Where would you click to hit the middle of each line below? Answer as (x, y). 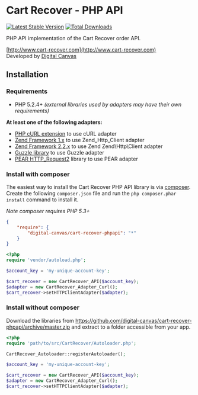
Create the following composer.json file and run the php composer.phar (91, 193)
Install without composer (43, 307)
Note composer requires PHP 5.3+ (48, 211)
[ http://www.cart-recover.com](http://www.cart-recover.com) (81, 49)
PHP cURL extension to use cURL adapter (66, 133)
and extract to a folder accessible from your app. (131, 327)
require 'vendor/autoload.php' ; (46, 260)
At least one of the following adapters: (54, 122)
